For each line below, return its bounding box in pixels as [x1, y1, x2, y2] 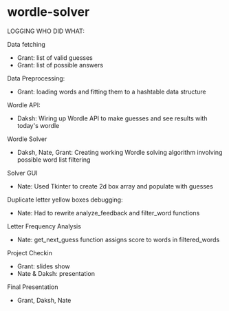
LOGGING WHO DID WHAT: [7, 27, 85, 35]
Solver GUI [7, 169, 38, 177]
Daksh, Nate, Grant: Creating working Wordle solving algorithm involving [17, 148, 223, 156]
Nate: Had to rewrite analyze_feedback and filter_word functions [17, 208, 200, 217]
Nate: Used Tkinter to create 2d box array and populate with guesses [17, 182, 213, 190]
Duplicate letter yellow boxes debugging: [7, 195, 123, 204]
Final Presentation [7, 283, 58, 291]
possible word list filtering [17, 155, 91, 164]
